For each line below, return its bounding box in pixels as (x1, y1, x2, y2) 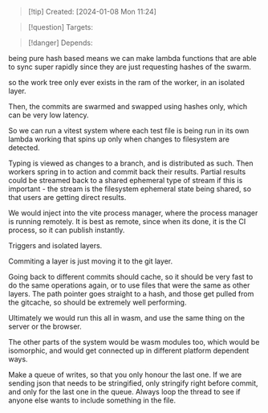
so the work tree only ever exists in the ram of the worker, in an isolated (8, 78, 245, 87)
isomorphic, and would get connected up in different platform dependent (8, 346, 250, 355)
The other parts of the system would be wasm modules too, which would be (8, 337, 260, 346)
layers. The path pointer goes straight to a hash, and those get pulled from (8, 289, 254, 298)
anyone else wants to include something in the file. (8, 395, 177, 405)
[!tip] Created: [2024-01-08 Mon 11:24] (27, 7, 156, 16)
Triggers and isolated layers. (8, 241, 103, 250)
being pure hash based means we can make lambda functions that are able (8, 54, 257, 63)
